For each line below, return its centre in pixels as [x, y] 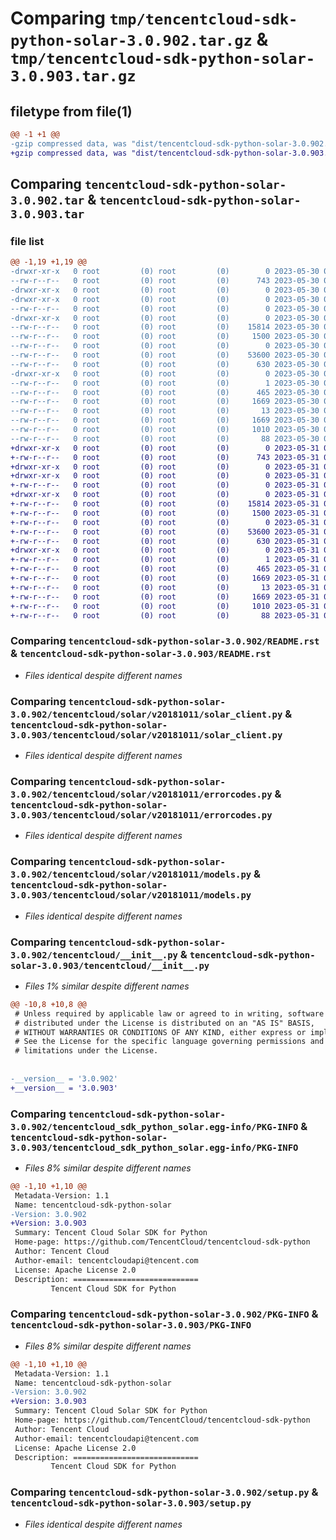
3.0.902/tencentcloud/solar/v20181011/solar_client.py [146, 714]
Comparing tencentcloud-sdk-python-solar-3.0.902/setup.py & [164, 1492]
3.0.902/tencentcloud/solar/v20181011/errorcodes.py [141, 794]
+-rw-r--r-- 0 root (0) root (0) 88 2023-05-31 [165, 615]
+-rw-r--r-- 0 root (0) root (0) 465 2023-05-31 [165, 569]
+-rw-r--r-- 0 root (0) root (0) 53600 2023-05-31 [165, 532]
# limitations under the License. [86, 1051]
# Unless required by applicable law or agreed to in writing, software [169, 1013]
